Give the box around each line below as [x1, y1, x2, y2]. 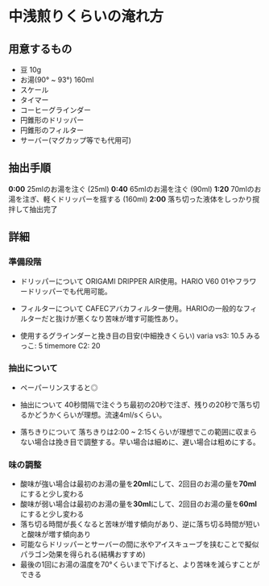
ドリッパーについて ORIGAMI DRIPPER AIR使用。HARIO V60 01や [19, 276, 236, 286]
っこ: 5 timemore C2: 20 [19, 340, 101, 351]
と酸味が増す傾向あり [19, 530, 91, 539]
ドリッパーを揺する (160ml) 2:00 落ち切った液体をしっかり [57, 194, 253, 204]
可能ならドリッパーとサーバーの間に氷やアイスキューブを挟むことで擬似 [19, 539, 259, 549]
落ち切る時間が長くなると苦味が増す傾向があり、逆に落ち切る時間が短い [19, 519, 260, 529]
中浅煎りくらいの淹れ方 [8, 7, 164, 26]
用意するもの [8, 42, 72, 56]
